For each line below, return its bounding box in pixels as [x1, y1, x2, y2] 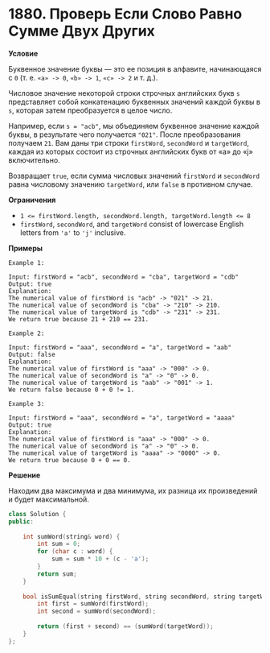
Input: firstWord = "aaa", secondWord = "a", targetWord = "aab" [8, 343, 231, 351]
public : [8, 517, 35, 526]
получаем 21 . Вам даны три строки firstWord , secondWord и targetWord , [8, 138, 249, 147]
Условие [8, 48, 39, 58]
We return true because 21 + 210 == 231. [8, 315, 149, 323]
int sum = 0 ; [37, 540, 81, 548]
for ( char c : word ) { [37, 548, 113, 556]
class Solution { [8, 510, 67, 518]
